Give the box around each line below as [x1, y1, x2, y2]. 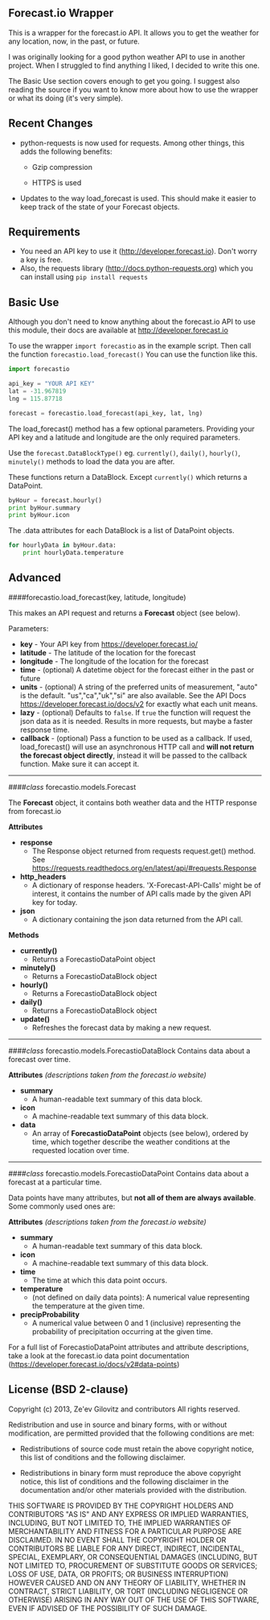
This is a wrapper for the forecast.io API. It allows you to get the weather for [8, 27, 260, 37]
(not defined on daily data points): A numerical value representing [31, 1292, 250, 1302]
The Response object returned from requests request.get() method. [31, 845, 256, 856]
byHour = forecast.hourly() [8, 496, 103, 504]
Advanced [8, 571, 62, 585]
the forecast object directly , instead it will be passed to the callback [19, 750, 247, 760]
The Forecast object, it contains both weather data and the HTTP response [8, 797, 257, 808]
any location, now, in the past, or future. [8, 36, 141, 46]
